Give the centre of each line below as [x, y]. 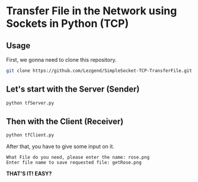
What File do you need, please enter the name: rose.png [78, 158]
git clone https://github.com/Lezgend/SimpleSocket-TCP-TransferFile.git [99, 71]
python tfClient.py [30, 135]
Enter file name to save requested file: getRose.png [74, 163]
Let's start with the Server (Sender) [73, 90]
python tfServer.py [30, 103]
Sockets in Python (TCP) [68, 23]
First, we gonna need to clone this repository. [61, 60]
